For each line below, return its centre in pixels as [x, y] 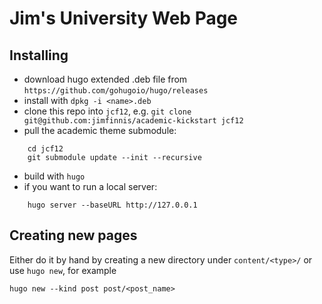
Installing [39, 55]
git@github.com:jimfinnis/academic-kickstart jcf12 [133, 121]
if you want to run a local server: [90, 186]
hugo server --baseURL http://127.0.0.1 [112, 205]
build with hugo [54, 176]
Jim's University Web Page [124, 18]
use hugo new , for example [63, 270]
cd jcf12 [45, 149]
